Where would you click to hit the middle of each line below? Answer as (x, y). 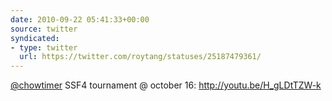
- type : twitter (44, 47)
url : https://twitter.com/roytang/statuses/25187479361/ (140, 57)
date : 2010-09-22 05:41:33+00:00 (80, 19)
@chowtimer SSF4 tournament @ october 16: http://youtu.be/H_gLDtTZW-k (166, 85)
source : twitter (44, 29)
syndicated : (35, 38)
